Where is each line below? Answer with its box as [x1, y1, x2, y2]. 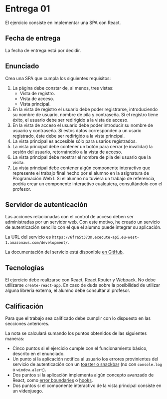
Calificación [5, 302, 44, 310]
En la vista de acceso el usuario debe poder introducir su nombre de [12, 122, 153, 128]
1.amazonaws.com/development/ [5, 240, 68, 245]
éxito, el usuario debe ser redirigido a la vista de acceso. [12, 117, 129, 123]
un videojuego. [12, 388, 43, 393]
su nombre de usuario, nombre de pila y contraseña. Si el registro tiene [12, 111, 159, 118]
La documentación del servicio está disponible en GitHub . [5, 249, 124, 255]
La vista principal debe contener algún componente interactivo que [12, 165, 151, 171]
